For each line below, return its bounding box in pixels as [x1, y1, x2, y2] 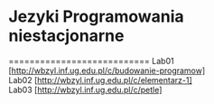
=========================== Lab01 [8, 55, 174, 66]
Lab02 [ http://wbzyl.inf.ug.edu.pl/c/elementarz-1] [8, 74, 193, 85]
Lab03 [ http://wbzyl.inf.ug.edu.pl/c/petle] [8, 84, 163, 95]
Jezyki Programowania [8, 6, 184, 27]
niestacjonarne [8, 25, 125, 46]
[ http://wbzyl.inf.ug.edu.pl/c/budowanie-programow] [8, 65, 206, 76]
